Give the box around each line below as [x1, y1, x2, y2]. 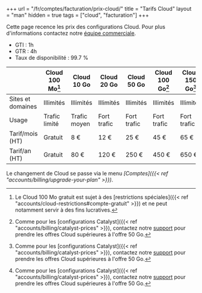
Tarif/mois [9, 130, 38, 138]
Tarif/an [9, 147, 31, 156]
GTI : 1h [14, 42, 34, 48]
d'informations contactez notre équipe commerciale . [6, 30, 136, 37]
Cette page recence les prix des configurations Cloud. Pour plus [6, 24, 165, 30]
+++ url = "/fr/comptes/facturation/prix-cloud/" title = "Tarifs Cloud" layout [6, 5, 192, 12]
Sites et [9, 95, 31, 103]
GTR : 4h [14, 48, 37, 55]
